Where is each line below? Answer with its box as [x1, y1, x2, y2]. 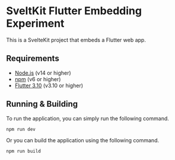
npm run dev [6, 126, 36, 132]
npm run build [6, 148, 42, 155]
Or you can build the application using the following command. [6, 137, 159, 144]
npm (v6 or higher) [14, 75, 61, 82]
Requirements [6, 53, 59, 63]
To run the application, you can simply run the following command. [6, 114, 169, 122]
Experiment [6, 17, 65, 30]
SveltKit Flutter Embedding [6, 4, 142, 18]
